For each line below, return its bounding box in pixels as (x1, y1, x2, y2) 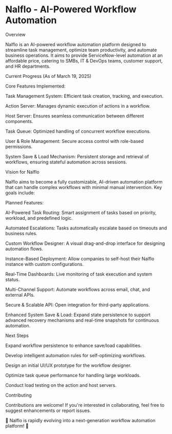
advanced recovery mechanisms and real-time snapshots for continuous (5, 317, 159, 323)
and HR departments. (5, 63, 50, 69)
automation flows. (5, 245, 44, 252)
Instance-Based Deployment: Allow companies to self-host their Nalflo (5, 255, 155, 262)
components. (5, 118, 33, 124)
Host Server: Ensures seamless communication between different (5, 113, 144, 119)
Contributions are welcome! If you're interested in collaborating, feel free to (5, 402, 165, 408)
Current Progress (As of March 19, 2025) (5, 73, 91, 79)
